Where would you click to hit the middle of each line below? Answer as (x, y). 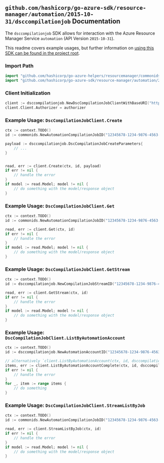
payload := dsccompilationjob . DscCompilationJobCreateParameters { (74, 144)
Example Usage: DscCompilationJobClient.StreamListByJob (75, 405)
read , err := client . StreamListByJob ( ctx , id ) (53, 429)
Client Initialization (28, 93)
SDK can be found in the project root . (42, 53)
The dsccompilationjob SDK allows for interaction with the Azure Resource (80, 33)
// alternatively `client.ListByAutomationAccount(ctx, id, (68, 361)
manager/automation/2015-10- (50, 14)
